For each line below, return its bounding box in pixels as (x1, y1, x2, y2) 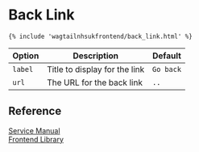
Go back (151, 65, 182, 74)
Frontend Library (8, 134, 64, 144)
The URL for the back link (47, 77, 143, 88)
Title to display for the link (47, 63, 145, 74)
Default (152, 50, 181, 61)
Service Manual (8, 125, 60, 135)
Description (72, 50, 119, 61)
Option (12, 50, 39, 61)
